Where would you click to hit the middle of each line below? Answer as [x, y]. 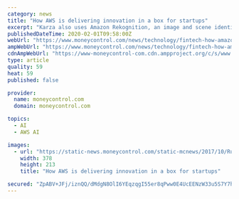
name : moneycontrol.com [49, 99]
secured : [20, 184]
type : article [28, 60]
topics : [19, 119]
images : [19, 145]
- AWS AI [27, 132]
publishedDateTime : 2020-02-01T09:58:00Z [70, 34]
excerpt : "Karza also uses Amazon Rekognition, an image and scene [110, 27]
